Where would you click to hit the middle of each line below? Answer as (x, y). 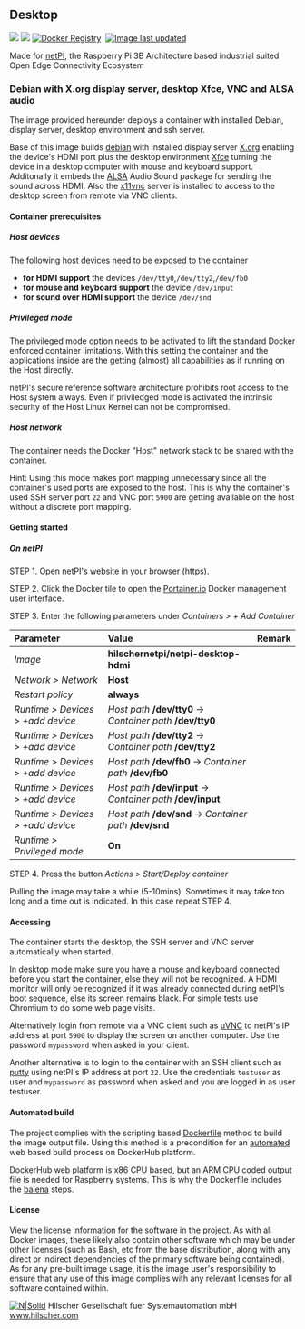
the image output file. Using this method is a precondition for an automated (150, 1142)
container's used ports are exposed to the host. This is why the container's (150, 487)
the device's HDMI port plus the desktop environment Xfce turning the (141, 157)
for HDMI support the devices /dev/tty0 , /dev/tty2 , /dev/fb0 (135, 277)
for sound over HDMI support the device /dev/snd (117, 297)
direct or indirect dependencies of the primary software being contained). (147, 1259)
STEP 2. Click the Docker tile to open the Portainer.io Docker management (148, 589)
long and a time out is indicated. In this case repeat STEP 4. (121, 901)
